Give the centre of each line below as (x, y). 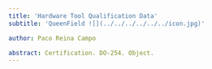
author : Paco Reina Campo (52, 38)
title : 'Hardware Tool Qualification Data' (83, 16)
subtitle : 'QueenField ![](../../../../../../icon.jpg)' (107, 24)
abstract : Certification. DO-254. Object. (81, 53)
